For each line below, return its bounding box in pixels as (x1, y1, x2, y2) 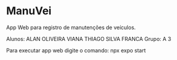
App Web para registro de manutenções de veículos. (6, 24, 136, 31)
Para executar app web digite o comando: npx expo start (6, 46, 147, 54)
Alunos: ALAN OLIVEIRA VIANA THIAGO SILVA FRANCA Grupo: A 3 (6, 35, 172, 42)
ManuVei (6, 4, 52, 18)
